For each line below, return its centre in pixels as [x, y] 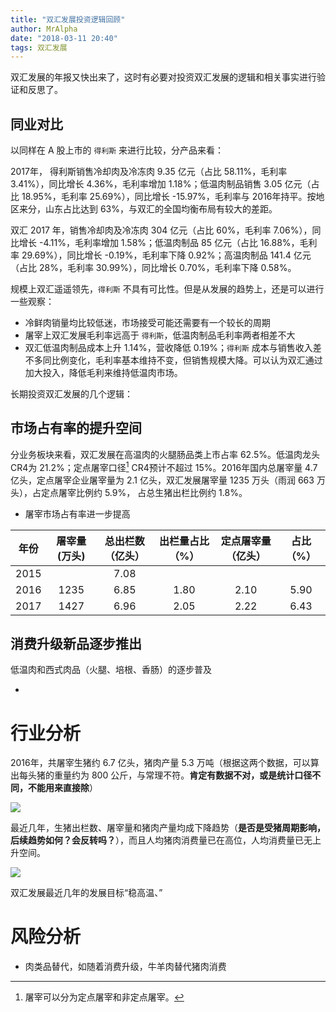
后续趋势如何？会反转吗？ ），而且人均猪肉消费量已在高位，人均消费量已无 [161, 840]
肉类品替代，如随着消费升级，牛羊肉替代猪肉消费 [125, 967]
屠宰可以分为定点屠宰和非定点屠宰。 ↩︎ [104, 997]
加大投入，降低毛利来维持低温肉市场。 [103, 373]
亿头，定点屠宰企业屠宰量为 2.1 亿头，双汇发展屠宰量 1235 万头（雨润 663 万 [168, 480]
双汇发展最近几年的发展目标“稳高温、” [86, 893]
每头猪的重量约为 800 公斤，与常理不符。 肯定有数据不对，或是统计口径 [165, 775]
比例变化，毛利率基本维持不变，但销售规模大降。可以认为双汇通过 [187, 360]
